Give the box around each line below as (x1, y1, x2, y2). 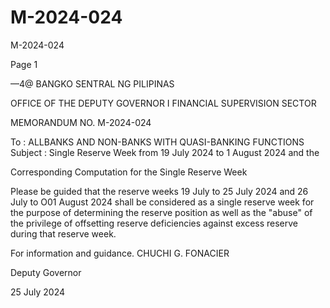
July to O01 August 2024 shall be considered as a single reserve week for (10, 196, 315, 208)
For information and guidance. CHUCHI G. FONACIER (10, 247, 230, 259)
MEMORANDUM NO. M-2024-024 (10, 116, 152, 128)
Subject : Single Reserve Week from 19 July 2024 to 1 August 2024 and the (10, 146, 320, 158)
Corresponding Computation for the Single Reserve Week (10, 166, 248, 178)
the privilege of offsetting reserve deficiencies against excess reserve (10, 217, 299, 229)
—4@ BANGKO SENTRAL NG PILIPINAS (10, 77, 175, 90)
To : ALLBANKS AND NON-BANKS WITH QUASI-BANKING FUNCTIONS (10, 136, 305, 148)
